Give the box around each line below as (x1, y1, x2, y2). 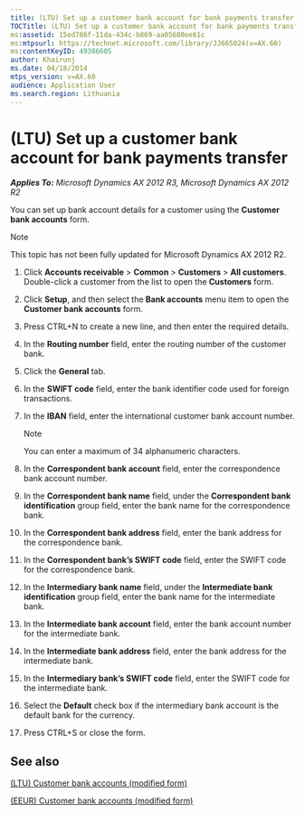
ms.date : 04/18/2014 (10, 64, 89, 73)
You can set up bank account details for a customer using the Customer (10, 205, 280, 216)
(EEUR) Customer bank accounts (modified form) (10, 795, 194, 807)
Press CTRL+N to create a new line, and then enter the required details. (23, 321, 290, 332)
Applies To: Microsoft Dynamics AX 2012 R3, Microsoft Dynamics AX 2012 (10, 178, 290, 189)
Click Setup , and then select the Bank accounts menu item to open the (23, 294, 290, 305)
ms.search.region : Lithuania (10, 89, 120, 98)
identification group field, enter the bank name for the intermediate (23, 591, 276, 603)
